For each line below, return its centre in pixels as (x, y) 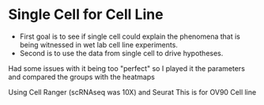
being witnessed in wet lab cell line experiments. (98, 44)
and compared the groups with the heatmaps (82, 77)
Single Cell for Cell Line (86, 15)
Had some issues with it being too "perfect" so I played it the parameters (126, 68)
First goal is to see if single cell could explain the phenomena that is (130, 36)
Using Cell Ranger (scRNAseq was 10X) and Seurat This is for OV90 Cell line (132, 92)
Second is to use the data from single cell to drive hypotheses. (121, 53)
